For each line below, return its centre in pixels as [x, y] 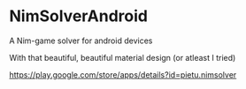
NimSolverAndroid [79, 16]
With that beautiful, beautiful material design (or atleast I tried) [123, 57]
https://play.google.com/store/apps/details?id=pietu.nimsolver [123, 74]
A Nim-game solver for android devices [81, 41]
